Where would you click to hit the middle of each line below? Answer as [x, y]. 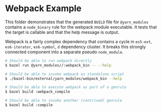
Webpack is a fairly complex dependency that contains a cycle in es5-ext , [79, 41]
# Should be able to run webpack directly [48, 61]
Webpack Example [43, 8]
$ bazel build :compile [29, 105]
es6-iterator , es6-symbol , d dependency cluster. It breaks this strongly [75, 47]
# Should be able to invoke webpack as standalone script [65, 74]
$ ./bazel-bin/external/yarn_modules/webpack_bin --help [64, 79]
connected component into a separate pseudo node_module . [64, 52]
